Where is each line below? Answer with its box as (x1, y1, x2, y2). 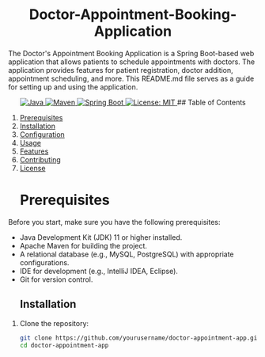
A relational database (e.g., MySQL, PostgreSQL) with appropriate (19, 249, 235, 259)
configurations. (19, 257, 70, 267)
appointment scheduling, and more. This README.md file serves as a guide (8, 74, 255, 83)
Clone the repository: (19, 318, 89, 328)
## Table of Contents (176, 97, 247, 107)
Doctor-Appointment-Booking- (28, 6, 237, 24)
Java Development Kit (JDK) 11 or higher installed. (19, 232, 183, 242)
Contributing (19, 154, 61, 164)
